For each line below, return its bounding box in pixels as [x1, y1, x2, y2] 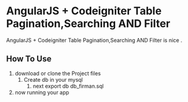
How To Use [6, 54, 52, 64]
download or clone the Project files [14, 70, 101, 77]
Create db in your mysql [23, 76, 83, 83]
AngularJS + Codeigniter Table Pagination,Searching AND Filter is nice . [6, 36, 183, 44]
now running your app [14, 88, 70, 96]
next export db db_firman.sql [32, 82, 104, 89]
